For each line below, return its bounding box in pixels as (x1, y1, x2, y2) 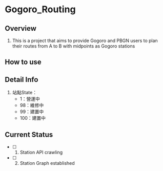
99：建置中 (19, 109, 44, 115)
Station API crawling (19, 149, 63, 156)
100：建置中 (19, 115, 46, 121)
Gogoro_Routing (5, 4, 76, 15)
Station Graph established (19, 160, 75, 166)
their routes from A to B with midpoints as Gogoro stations (12, 43, 135, 49)
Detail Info (5, 75, 38, 84)
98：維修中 (19, 102, 44, 109)
